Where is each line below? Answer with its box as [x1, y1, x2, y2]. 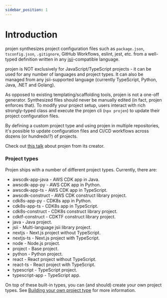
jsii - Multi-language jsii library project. [12, 224, 92, 230]
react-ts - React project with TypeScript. [12, 261, 96, 267]
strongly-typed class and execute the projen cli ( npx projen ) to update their [5, 107, 160, 113]
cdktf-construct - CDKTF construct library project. [12, 213, 116, 219]
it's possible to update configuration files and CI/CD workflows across [5, 128, 149, 134]
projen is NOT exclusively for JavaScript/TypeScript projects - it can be [5, 66, 152, 72]
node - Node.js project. [12, 240, 61, 246]
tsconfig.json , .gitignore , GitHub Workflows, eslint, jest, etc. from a [5, 51, 147, 57]
